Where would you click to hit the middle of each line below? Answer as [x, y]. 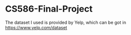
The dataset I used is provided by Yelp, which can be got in [66, 22]
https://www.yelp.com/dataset [36, 27]
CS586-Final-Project [49, 9]
